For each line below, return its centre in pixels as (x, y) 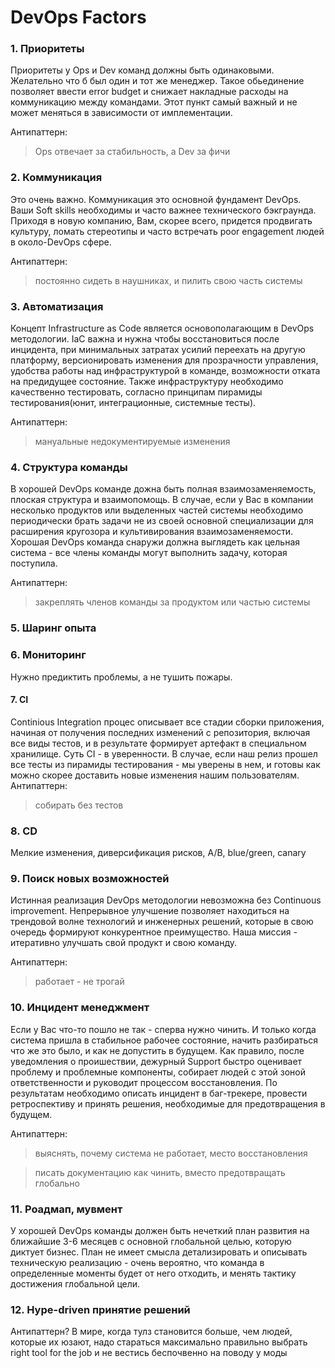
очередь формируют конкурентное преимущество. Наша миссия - (154, 932)
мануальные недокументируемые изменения (132, 442)
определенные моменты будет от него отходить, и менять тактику (153, 1273)
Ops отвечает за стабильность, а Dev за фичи (132, 152)
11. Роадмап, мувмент (66, 1209)
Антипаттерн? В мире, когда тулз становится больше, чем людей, (151, 1332)
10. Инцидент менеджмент (80, 1008)
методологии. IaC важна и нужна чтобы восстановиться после (145, 339)
